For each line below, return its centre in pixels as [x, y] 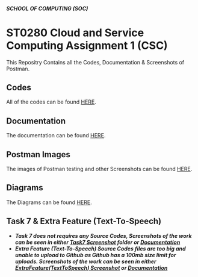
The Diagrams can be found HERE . [49, 202]
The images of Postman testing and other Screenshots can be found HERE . [99, 169]
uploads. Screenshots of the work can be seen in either [85, 261]
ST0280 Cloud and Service [75, 33]
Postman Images [38, 154]
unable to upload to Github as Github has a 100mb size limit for [95, 255]
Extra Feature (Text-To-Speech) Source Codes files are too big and [100, 248]
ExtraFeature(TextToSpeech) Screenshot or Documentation [91, 267]
